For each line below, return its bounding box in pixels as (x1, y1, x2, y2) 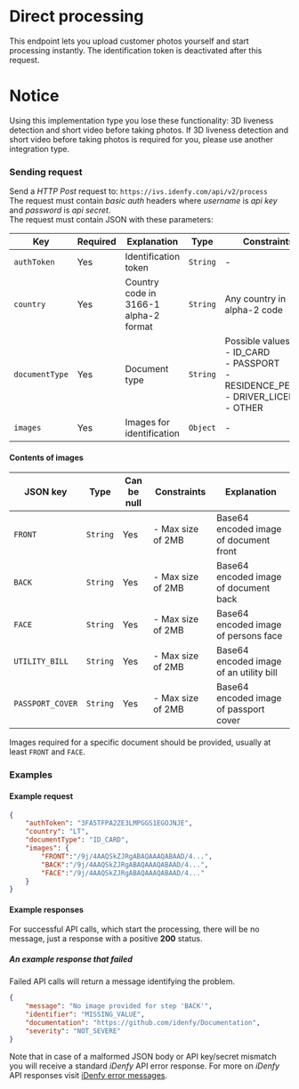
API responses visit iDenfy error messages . (9, 1069, 168, 1080)
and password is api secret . (9, 205, 111, 215)
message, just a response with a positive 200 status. (9, 933, 203, 944)
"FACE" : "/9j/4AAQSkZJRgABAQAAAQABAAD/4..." (41, 868, 205, 877)
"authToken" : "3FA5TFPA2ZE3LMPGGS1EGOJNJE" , (25, 819, 193, 828)
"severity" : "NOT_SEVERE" (25, 1026, 122, 1036)
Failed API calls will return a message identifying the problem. (9, 976, 236, 987)
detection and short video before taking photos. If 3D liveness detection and (9, 125, 289, 135)
